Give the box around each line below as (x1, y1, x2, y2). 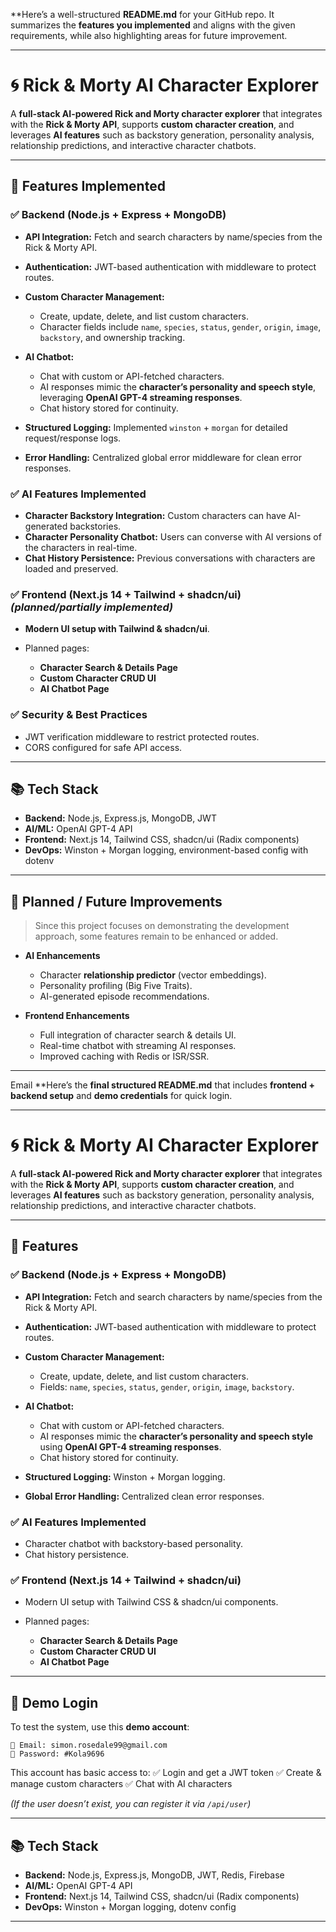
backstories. (69, 520, 122, 532)
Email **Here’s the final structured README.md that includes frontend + (10, 1079, 315, 1091)
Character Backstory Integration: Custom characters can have (24, 509, 287, 521)
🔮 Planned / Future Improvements (10, 893, 223, 910)
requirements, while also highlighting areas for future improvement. (10, 30, 288, 41)
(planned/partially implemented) (10, 600, 174, 614)
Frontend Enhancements (24, 1010, 130, 1022)
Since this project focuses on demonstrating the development (34, 920, 290, 932)
